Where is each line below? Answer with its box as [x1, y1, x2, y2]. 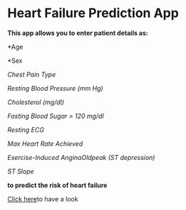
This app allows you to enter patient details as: [7, 29, 148, 37]
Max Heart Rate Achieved [7, 139, 83, 148]
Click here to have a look [7, 194, 78, 203]
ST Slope [7, 166, 34, 176]
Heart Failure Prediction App [7, 5, 180, 21]
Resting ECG [7, 125, 45, 134]
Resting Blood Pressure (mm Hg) [7, 84, 103, 92]
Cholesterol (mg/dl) [7, 98, 65, 106]
